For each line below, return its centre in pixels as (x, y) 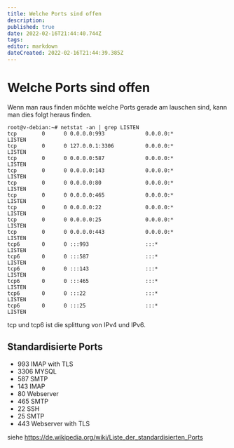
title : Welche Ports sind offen (54, 14)
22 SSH (28, 409)
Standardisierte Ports (55, 347)
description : (26, 20)
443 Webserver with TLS (53, 423)
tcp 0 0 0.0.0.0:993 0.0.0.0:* (90, 133)
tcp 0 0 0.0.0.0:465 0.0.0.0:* (90, 195)
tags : (15, 40)
